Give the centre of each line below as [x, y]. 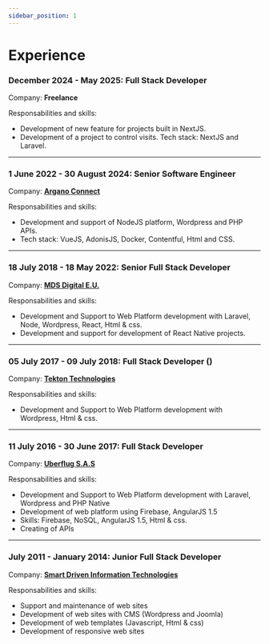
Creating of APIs [47, 529]
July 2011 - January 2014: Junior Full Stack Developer [115, 557]
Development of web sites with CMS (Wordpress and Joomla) [122, 614]
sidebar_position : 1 [43, 16]
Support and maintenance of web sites [84, 606]
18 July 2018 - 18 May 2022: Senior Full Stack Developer [119, 267]
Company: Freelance [43, 98]
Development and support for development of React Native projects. [132, 333]
